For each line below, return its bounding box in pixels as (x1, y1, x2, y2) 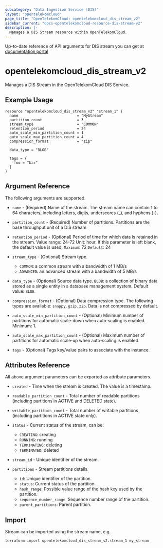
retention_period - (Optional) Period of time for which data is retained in (12, 234, 158, 240)
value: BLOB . (12, 288, 36, 294)
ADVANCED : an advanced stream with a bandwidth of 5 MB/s (19, 268, 137, 274)
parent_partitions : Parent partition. (19, 502, 91, 507)
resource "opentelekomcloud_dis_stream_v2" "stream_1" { (5, 109, 123, 114)
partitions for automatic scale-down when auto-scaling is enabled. (12, 317, 146, 323)
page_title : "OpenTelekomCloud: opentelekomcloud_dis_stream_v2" (5, 16, 140, 21)
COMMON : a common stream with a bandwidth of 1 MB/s (19, 263, 127, 269)
